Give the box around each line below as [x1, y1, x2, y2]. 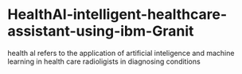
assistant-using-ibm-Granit [7, 22, 194, 40]
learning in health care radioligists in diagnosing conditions [7, 57, 201, 66]
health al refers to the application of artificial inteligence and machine [7, 48, 235, 57]
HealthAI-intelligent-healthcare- [7, 6, 228, 24]
